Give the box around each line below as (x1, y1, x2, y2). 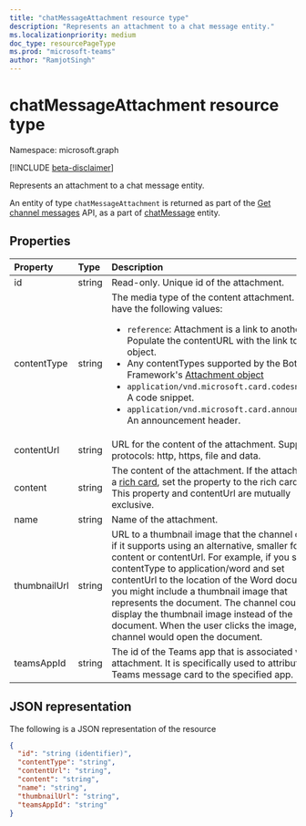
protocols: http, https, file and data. (111, 449, 261, 461)
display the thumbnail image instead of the (111, 607, 293, 620)
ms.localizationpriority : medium (9, 30, 137, 39)
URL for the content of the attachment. (111, 438, 276, 450)
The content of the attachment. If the (111, 464, 269, 477)
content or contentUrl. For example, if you (111, 551, 290, 563)
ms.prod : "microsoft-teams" (9, 47, 117, 57)
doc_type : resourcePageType (9, 38, 117, 48)
